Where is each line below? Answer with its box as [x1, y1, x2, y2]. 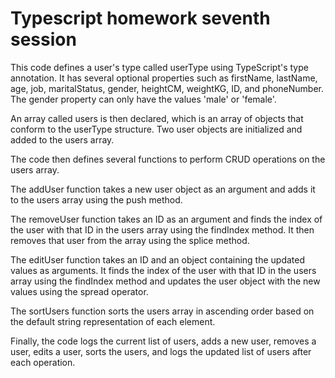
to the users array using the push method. [10, 193, 183, 206]
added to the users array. [10, 133, 115, 146]
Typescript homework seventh [10, 7, 271, 30]
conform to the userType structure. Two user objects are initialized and [10, 123, 303, 135]
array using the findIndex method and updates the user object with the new [10, 275, 321, 287]
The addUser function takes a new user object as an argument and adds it [10, 183, 316, 195]
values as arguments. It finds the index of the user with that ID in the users [10, 264, 317, 276]
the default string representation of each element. [10, 315, 216, 327]
